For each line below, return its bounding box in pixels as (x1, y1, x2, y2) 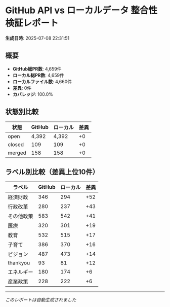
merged (8, 149, 27, 156)
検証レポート (5, 17, 59, 29)
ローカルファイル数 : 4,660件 (12, 78, 72, 84)
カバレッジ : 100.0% (12, 91, 54, 97)
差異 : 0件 (12, 85, 32, 91)
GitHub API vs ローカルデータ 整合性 (5, 5, 158, 16)
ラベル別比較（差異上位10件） (5, 167, 100, 176)
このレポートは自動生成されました (5, 297, 76, 303)
